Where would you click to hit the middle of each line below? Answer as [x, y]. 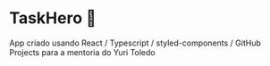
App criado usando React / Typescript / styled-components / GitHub [135, 43]
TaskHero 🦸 [53, 18]
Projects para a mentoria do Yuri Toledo [82, 52]
